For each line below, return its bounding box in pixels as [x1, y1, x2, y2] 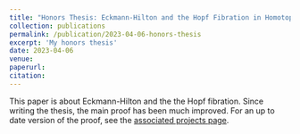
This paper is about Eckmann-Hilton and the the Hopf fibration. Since [9, 96, 264, 106]
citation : [9, 71, 46, 80]
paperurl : [9, 63, 46, 72]
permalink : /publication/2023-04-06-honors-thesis [9, 29, 202, 38]
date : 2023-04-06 [9, 46, 74, 55]
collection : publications [9, 21, 105, 30]
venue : [9, 54, 34, 63]
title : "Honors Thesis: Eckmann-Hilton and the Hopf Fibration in [9, 13, 262, 22]
